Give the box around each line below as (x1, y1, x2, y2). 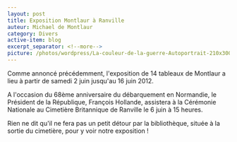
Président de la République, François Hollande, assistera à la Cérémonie (7, 97, 217, 106)
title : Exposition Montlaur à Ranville (7, 17, 125, 24)
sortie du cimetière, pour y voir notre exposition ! (7, 126, 150, 135)
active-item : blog (7, 37, 61, 44)
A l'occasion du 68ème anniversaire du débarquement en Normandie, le (7, 90, 217, 99)
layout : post (7, 10, 46, 18)
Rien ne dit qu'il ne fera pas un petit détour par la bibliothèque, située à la (7, 119, 221, 127)
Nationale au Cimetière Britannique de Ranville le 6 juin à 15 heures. (7, 105, 203, 114)
